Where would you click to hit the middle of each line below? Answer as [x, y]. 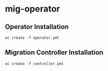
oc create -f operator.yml [32, 38]
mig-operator [33, 9]
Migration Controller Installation [54, 52]
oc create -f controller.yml [34, 64]
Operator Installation [37, 27]
